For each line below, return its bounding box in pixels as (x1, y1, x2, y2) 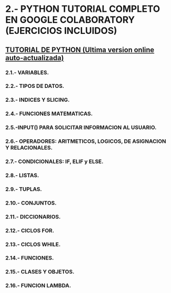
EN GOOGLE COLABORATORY (5, 14, 135, 26)
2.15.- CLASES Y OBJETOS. (5, 268, 74, 276)
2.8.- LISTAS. (5, 172, 40, 179)
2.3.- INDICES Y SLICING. (5, 96, 70, 103)
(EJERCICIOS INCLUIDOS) (5, 25, 117, 36)
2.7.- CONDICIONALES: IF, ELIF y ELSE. (5, 158, 104, 165)
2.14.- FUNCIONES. (5, 254, 54, 262)
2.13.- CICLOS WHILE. (5, 241, 61, 248)
